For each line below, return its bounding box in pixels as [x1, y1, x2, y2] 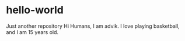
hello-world [6, 3, 64, 17]
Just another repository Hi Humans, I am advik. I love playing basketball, [6, 23, 180, 29]
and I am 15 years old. [6, 28, 59, 35]
